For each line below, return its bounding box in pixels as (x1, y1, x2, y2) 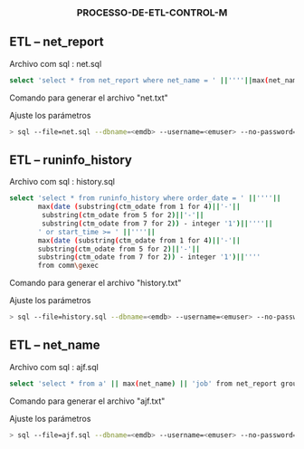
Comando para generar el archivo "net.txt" (9, 92, 169, 103)
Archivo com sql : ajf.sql (9, 361, 100, 372)
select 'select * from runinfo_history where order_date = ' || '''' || (9, 194, 281, 203)
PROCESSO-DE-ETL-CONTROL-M (76, 6, 228, 19)
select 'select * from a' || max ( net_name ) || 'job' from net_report (9, 378, 278, 388)
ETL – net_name (9, 338, 101, 353)
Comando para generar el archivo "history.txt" (9, 278, 182, 289)
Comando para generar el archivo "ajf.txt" (9, 396, 166, 406)
